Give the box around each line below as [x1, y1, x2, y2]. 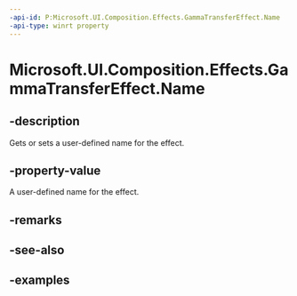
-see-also [9, 243, 65, 258]
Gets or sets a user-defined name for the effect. [9, 137, 185, 148]
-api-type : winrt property [9, 21, 109, 30]
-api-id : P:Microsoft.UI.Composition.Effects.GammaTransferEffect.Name [9, 12, 280, 22]
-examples [9, 273, 70, 288]
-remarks [9, 212, 62, 228]
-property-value [9, 163, 101, 178]
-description [9, 114, 80, 129]
